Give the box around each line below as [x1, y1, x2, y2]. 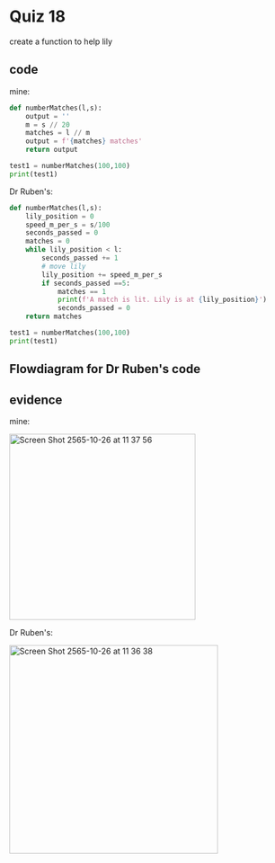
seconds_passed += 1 [41, 254, 119, 262]
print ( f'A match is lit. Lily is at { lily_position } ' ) [57, 295, 268, 305]
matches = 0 [25, 236, 70, 246]
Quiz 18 [9, 6, 66, 27]
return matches [25, 312, 83, 321]
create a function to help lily [9, 36, 113, 47]
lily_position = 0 [25, 211, 94, 221]
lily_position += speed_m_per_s [41, 270, 164, 280]
